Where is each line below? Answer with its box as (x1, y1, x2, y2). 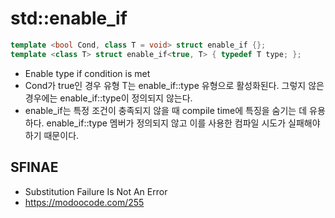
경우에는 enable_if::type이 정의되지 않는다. (24, 92, 193, 104)
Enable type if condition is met (24, 67, 151, 79)
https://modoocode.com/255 (24, 196, 145, 208)
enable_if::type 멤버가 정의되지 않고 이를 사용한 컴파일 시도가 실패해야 (46, 117, 321, 129)
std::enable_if (10, 7, 128, 30)
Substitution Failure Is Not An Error (24, 185, 168, 197)
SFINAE (10, 159, 59, 176)
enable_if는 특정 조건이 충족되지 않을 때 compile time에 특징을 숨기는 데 (24, 104, 308, 116)
